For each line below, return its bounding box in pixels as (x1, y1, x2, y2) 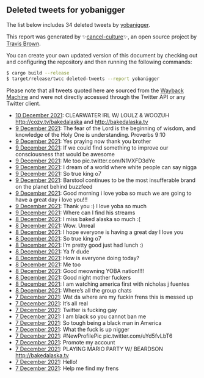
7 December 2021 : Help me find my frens (15, 365, 119, 372)
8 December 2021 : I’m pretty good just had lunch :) (15, 241, 144, 249)
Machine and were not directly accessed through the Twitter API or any (6, 93, 186, 100)
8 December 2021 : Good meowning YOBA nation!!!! (15, 267, 145, 274)
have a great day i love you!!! (15, 195, 88, 203)
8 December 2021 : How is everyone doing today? (15, 254, 140, 261)
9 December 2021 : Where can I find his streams (15, 209, 136, 216)
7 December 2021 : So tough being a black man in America (15, 319, 162, 326)
